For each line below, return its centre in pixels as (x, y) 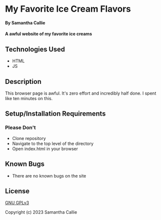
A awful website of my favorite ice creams (49, 34)
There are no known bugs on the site (49, 176)
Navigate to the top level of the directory (53, 143)
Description (23, 81)
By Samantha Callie (25, 22)
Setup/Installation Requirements (55, 114)
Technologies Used (35, 49)
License (17, 191)
